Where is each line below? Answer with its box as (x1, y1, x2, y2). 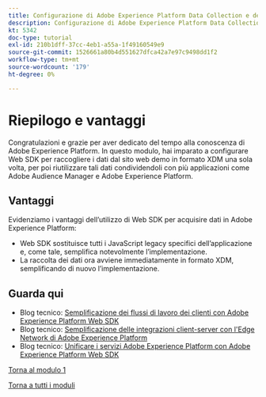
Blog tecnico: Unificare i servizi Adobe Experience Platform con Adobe (19, 342, 251, 351)
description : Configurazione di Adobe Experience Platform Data (8, 19, 225, 27)
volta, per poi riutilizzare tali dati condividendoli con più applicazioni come (8, 163, 250, 172)
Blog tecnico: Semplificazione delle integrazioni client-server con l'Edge (19, 325, 255, 335)
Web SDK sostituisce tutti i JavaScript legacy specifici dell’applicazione (19, 239, 253, 248)
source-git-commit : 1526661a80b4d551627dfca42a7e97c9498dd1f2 (8, 48, 218, 56)
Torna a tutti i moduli (8, 380, 75, 390)
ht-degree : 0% (8, 70, 55, 78)
